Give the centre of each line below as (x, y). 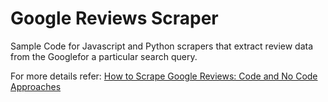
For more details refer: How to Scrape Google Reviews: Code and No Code (164, 76)
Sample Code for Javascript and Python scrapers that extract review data (162, 46)
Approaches (36, 86)
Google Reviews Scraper (114, 18)
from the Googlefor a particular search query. (104, 56)
